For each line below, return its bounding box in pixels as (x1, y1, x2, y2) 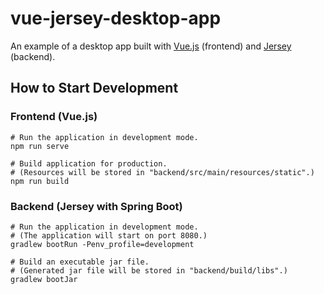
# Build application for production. (10, 158, 168, 169)
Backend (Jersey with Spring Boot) (10, 199, 183, 213)
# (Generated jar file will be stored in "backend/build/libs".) (10, 265, 288, 276)
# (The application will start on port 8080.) (10, 230, 208, 241)
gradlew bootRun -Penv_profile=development (10, 239, 195, 249)
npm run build (10, 176, 70, 186)
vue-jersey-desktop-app (10, 7, 222, 30)
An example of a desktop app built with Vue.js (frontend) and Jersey (10, 40, 292, 52)
